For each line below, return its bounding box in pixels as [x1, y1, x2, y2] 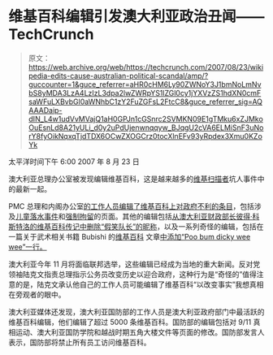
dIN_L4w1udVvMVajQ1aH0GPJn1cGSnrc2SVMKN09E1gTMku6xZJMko [28, 114, 264, 123]
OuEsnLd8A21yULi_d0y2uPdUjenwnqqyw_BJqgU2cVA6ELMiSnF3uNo [28, 123, 264, 132]
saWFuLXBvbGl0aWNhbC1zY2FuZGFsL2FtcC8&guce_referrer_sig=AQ [28, 97, 262, 106]
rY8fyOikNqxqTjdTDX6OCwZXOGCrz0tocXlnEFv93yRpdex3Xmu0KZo [28, 131, 262, 141]
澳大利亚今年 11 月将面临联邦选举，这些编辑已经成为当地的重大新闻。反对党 [8, 259, 261, 269]
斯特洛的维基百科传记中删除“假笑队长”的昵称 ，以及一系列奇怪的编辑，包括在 [8, 221, 264, 232]
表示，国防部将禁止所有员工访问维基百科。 [8, 337, 151, 347]
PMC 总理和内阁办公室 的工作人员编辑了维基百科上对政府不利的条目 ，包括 [8, 201, 254, 211]
